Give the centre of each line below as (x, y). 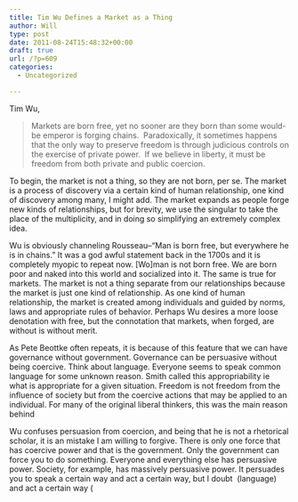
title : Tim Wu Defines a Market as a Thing (91, 17)
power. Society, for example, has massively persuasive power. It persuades (147, 469)
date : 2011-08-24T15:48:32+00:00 (71, 42)
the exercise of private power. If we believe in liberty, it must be (148, 154)
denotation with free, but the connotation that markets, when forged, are (142, 320)
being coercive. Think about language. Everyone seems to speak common (145, 367)
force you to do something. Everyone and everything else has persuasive (143, 459)
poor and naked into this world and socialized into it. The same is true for (143, 273)
